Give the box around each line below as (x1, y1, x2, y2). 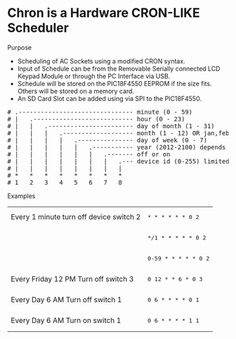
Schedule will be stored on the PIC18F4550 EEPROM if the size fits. (17, 79, 212, 87)
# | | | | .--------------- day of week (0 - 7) (7, 136, 208, 144)
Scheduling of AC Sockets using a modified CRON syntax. (17, 56, 185, 65)
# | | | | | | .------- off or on (7, 150, 171, 158)
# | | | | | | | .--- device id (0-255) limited (7, 157, 230, 165)
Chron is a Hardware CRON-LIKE (7, 5, 200, 21)
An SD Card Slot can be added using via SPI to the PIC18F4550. (17, 94, 202, 103)
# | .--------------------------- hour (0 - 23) (7, 115, 185, 123)
